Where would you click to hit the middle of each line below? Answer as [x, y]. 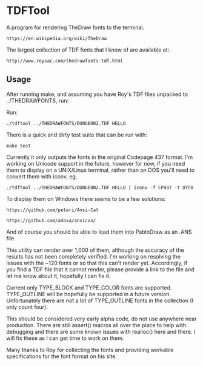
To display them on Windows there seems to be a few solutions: [86, 198]
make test [19, 146]
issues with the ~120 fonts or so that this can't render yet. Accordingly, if [97, 263]
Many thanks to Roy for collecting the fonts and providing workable [90, 350]
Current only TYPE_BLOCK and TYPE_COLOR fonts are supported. [89, 287]
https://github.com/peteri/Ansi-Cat [52, 210]
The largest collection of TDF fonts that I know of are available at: [88, 50]
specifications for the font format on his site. [62, 356]
